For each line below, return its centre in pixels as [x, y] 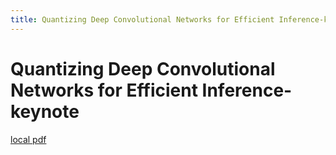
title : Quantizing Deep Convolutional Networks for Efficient [142, 19]
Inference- [247, 90]
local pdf [28, 139]
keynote [45, 111]
